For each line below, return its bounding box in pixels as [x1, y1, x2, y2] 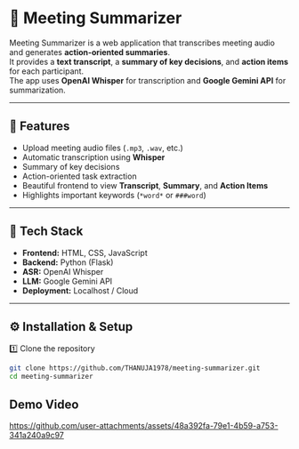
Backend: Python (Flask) [21, 257, 114, 268]
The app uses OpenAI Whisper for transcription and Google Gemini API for [9, 75, 287, 85]
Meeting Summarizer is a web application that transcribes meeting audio [9, 37, 276, 48]
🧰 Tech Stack [9, 224, 84, 239]
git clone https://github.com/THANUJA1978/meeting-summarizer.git [9, 364, 261, 373]
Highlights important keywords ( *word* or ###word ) [21, 189, 206, 200]
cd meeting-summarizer [9, 373, 93, 381]
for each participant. [9, 66, 85, 76]
